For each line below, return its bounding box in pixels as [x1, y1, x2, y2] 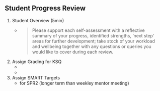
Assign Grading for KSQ [12, 58, 62, 65]
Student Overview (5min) [12, 17, 64, 23]
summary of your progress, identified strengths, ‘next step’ [32, 32, 154, 38]
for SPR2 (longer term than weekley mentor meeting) [19, 80, 129, 86]
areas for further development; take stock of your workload [32, 38, 155, 44]
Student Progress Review [5, 4, 86, 13]
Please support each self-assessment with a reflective [32, 27, 145, 33]
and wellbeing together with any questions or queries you [32, 43, 151, 50]
